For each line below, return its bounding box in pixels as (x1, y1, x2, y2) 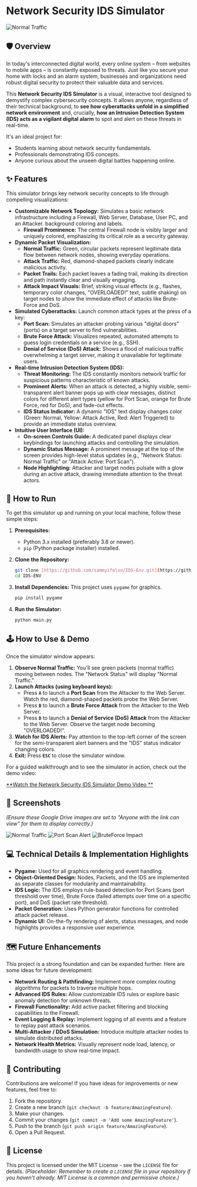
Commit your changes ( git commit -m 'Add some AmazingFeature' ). (14, 1116, 178, 1123)
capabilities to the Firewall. (14, 1010, 80, 1017)
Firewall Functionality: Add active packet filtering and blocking (14, 1003, 169, 1010)
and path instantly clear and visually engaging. (23, 276, 136, 283)
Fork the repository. (14, 1097, 63, 1104)
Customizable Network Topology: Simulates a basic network (14, 207, 165, 215)
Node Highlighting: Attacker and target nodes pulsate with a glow (23, 464, 183, 471)
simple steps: (6, 516, 39, 523)
